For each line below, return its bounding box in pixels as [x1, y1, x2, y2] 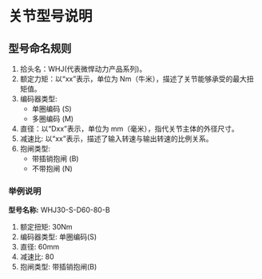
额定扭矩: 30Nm [19, 222, 73, 232]
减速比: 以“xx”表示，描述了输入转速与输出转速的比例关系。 [19, 134, 213, 143]
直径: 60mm [19, 242, 60, 252]
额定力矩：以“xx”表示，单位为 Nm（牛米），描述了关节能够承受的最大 [19, 74, 248, 84]
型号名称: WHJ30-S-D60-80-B [8, 205, 110, 215]
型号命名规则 [8, 41, 72, 55]
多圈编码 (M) [31, 114, 74, 124]
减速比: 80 [19, 252, 54, 261]
